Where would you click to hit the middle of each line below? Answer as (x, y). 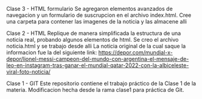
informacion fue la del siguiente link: (52, 53)
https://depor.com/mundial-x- (136, 53)
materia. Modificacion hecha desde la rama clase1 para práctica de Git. (95, 90)
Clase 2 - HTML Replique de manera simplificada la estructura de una (94, 33)
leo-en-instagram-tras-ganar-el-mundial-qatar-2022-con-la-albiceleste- (98, 65)
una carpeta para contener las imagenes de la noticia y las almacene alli (97, 21)
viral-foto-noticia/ (28, 72)
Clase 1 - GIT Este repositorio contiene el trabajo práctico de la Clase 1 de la (101, 83)
